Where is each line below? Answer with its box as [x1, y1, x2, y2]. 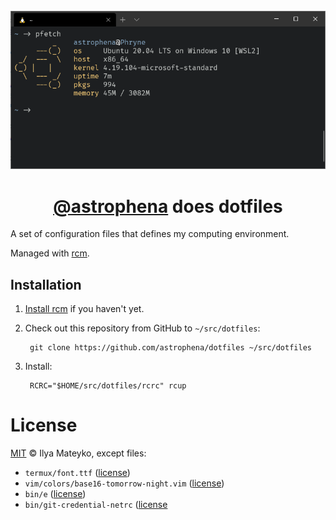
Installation [10, 276, 82, 293]
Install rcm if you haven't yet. [24, 303, 145, 315]
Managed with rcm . [10, 247, 90, 259]
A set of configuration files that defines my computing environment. [10, 228, 290, 240]
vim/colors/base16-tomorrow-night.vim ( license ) [24, 477, 225, 489]
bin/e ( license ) [24, 488, 87, 500]
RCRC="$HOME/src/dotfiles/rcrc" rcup [29, 381, 187, 391]
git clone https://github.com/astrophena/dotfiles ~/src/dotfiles [29, 343, 312, 353]
